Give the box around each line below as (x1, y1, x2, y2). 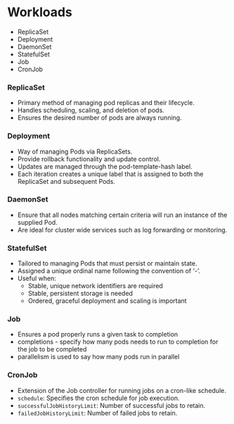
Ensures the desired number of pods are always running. (17, 113, 182, 122)
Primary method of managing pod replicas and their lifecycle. (17, 99, 195, 107)
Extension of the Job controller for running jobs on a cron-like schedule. (17, 386, 226, 394)
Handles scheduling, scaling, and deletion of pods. (17, 106, 165, 115)
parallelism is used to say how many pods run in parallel (17, 353, 180, 361)
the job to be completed (17, 345, 87, 354)
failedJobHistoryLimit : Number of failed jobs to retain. (17, 409, 178, 417)
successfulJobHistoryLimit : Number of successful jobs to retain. (17, 401, 206, 409)
